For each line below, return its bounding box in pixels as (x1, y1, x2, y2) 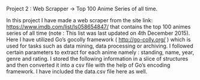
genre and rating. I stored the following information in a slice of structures (6, 55, 189, 62)
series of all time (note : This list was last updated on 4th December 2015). (6, 29, 190, 37)
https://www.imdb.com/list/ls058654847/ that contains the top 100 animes (6, 23, 191, 30)
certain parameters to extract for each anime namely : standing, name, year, (6, 49, 194, 56)
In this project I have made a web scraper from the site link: (6, 17, 153, 23)
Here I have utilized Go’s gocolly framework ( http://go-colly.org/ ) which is (6, 36, 191, 43)
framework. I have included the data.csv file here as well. (6, 68, 148, 75)
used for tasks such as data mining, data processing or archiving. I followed (6, 42, 193, 49)
